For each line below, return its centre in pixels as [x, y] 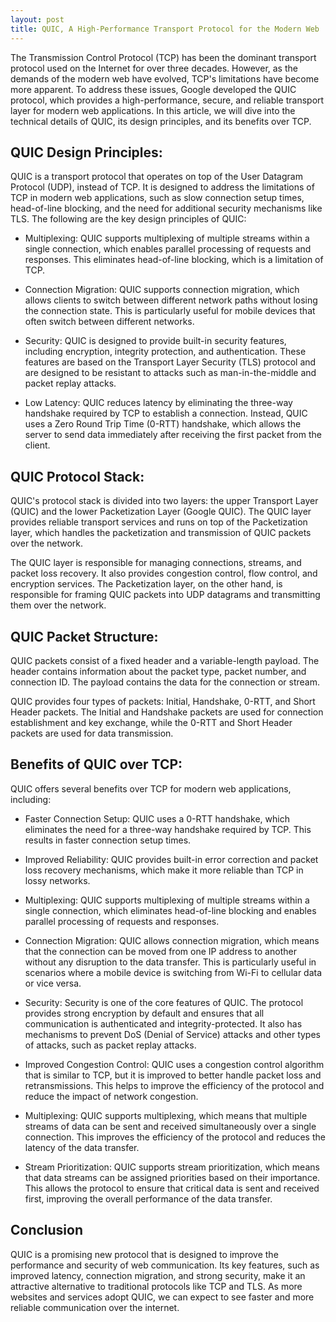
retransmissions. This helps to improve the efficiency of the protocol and [174, 1085]
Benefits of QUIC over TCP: [96, 764]
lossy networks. [57, 880]
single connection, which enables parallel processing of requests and [168, 249]
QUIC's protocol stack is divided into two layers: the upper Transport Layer [164, 501]
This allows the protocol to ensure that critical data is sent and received [172, 1188]
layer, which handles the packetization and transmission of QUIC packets [161, 533]
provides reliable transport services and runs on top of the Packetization [159, 522]
